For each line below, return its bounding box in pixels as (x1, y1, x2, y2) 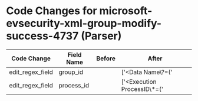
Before (96, 54, 116, 63)
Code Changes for (6, 4, 97, 18)
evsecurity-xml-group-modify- (6, 17, 162, 30)
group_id (58, 68, 84, 76)
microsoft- (99, 4, 153, 18)
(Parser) (80, 30, 122, 43)
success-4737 (6, 30, 79, 43)
